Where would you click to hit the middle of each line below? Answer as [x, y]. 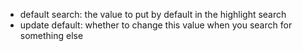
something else [51, 35]
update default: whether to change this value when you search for [156, 25]
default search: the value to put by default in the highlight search [153, 14]
